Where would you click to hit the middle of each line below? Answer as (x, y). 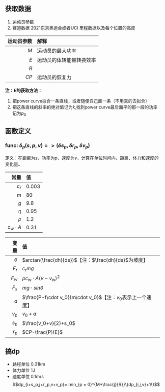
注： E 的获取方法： (24, 90)
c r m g (28, 269)
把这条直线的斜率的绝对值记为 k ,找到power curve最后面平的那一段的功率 (85, 107)
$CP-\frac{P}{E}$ (42, 332)
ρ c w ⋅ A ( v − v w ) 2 (41, 278)
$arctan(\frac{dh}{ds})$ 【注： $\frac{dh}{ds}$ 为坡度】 (85, 260)
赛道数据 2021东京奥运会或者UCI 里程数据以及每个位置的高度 (74, 28)
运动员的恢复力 (55, 77)
